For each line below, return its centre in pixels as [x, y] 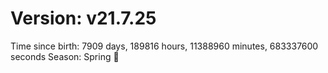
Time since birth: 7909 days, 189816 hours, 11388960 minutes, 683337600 [164, 46]
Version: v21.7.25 [83, 18]
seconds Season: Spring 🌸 [65, 56]
